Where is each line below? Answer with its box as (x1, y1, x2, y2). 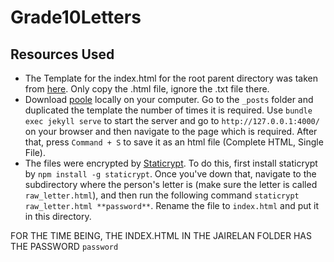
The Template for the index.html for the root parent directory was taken (24, 72, 318, 84)
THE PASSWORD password (10, 241, 119, 252)
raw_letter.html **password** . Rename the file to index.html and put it (24, 200, 319, 211)
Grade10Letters (10, 6, 142, 29)
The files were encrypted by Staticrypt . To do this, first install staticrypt (24, 157, 318, 169)
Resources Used (10, 46, 115, 63)
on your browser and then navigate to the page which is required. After (24, 126, 318, 137)
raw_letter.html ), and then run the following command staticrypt (24, 189, 300, 201)
